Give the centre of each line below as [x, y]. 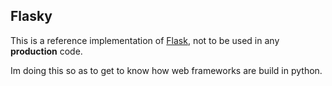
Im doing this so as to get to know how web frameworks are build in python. [166, 70]
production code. [46, 51]
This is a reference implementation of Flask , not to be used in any [145, 40]
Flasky [31, 16]
